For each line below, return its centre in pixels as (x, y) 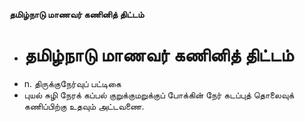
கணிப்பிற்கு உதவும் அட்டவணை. (84, 106)
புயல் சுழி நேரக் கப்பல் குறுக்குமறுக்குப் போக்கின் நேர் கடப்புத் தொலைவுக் (159, 95)
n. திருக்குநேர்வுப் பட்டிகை (72, 83)
